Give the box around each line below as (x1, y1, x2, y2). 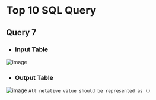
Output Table (14, 73, 53, 82)
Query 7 (6, 27, 37, 37)
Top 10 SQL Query (6, 4, 97, 17)
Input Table (14, 45, 49, 54)
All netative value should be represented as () (28, 88, 151, 94)
